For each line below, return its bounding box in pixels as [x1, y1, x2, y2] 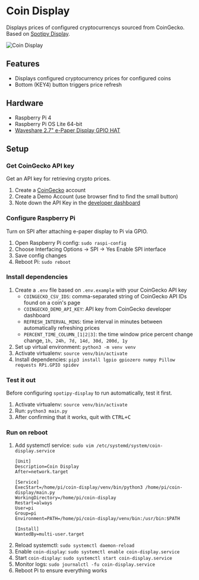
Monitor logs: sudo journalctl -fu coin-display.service [14, 560, 156, 568]
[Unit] [14, 459, 31, 465]
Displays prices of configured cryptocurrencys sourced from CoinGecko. [6, 24, 185, 31]
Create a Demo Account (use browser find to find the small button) [14, 193, 178, 200]
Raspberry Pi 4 [14, 114, 52, 121]
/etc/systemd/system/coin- [96, 443, 163, 449]
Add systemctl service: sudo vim [14, 442, 94, 449]
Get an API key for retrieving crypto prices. [6, 175, 111, 182]
